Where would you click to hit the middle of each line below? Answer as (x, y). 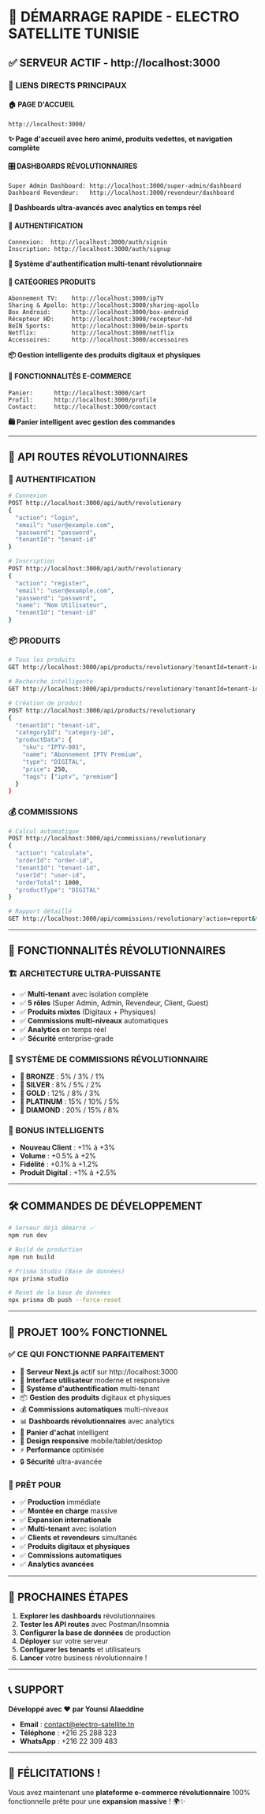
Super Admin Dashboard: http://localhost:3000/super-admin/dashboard (125, 185)
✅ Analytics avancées (57, 1564)
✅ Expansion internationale (65, 1520)
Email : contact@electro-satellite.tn (77, 1724)
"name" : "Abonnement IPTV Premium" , (83, 754)
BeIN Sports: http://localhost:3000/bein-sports (99, 326)
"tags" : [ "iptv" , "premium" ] (70, 776)
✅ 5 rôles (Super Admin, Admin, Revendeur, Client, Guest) (114, 1003)
